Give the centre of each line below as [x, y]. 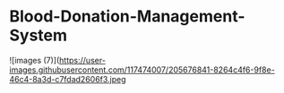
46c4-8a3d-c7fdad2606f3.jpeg [68, 79]
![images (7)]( [34, 60]
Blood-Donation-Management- [127, 17]
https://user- [82, 60]
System [39, 35]
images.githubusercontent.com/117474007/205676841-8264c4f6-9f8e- [142, 70]
